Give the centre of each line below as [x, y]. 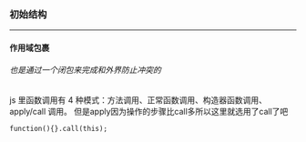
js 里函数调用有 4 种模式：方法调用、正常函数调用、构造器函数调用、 [138, 100]
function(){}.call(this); [58, 129]
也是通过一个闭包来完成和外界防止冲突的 [85, 70]
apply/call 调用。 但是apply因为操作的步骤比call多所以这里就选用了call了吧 [149, 112]
